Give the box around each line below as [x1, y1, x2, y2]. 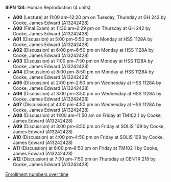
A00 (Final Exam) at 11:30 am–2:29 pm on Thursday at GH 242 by [12, 25, 151, 31]
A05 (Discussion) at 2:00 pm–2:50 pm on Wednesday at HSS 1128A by [12, 79, 162, 86]
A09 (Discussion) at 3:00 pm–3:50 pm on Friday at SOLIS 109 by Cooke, [12, 123, 165, 129]
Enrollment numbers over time [5, 171, 69, 177]
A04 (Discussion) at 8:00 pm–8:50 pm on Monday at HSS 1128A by [12, 69, 154, 75]
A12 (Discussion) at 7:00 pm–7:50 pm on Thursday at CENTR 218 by [12, 156, 156, 162]
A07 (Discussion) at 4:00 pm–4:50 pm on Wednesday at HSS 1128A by [12, 102, 162, 107]
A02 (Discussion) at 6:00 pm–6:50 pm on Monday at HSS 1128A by [12, 47, 154, 53]
